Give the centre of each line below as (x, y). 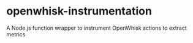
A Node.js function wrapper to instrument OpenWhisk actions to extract (96, 28)
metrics (16, 34)
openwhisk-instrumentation (79, 11)
